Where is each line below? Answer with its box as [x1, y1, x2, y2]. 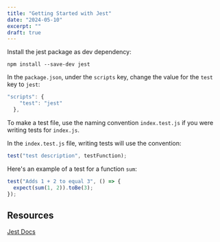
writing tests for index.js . [7, 126, 80, 134]
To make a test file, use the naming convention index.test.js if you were [7, 118, 214, 126]
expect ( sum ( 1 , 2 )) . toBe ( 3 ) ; [13, 184, 94, 191]
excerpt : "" [7, 23, 41, 29]
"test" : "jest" [19, 100, 63, 107]
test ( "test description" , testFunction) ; [7, 152, 127, 159]
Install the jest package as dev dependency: [7, 48, 132, 56]
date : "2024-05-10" [7, 16, 63, 23]
